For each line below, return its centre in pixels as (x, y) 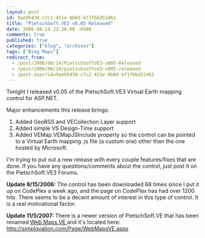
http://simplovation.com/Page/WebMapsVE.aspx (67, 229)
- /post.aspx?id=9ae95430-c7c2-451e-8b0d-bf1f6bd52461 (83, 74)
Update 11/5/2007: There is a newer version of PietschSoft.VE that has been (102, 216)
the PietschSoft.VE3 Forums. (43, 173)
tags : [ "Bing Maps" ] (33, 52)
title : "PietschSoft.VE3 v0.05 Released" (60, 23)
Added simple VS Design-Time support (65, 128)
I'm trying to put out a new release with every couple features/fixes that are (101, 160)
